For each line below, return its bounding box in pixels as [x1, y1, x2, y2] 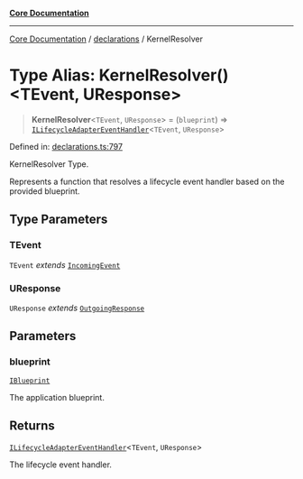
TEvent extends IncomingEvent [9, 259, 121, 270]
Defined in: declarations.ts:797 [9, 141, 124, 152]
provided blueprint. [9, 185, 80, 197]
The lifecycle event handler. [9, 459, 113, 470]
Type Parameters [9, 212, 108, 227]
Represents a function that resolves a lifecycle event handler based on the [9, 176, 285, 187]
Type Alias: [9, 65, 96, 86]
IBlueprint [9, 376, 50, 385]
